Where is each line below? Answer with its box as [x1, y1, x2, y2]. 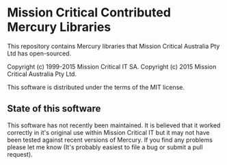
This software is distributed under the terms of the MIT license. [7, 83, 185, 91]
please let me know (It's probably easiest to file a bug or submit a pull [7, 142, 203, 151]
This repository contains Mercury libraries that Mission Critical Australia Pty [7, 42, 220, 50]
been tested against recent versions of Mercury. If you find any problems [7, 136, 213, 144]
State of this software [7, 103, 101, 114]
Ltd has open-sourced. [7, 49, 72, 58]
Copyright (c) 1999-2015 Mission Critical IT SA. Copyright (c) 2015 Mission [7, 62, 217, 71]
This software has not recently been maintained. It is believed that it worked [7, 121, 221, 129]
